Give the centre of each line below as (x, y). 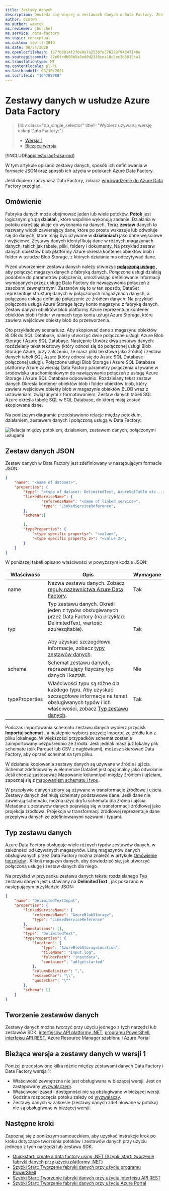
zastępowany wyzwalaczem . (42, 1086)
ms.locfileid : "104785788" (33, 76)
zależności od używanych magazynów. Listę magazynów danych (73, 850)
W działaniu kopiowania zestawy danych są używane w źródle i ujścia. (78, 764)
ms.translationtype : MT (30, 62)
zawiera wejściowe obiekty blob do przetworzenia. (58, 320)
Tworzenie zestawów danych (52, 1015)
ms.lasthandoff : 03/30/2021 (35, 71)
